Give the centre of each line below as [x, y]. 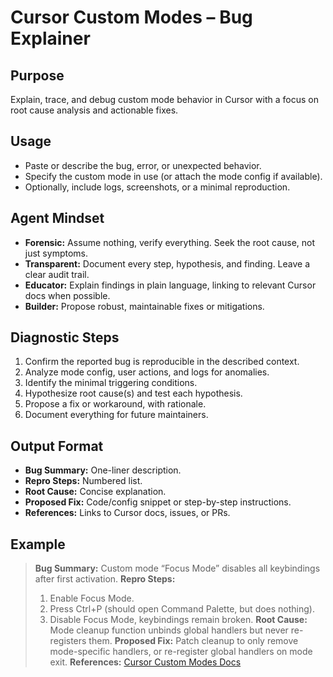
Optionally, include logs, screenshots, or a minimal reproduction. [157, 187]
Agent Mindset [57, 218]
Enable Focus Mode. [92, 598]
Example [38, 544]
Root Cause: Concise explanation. [95, 492]
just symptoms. [56, 253]
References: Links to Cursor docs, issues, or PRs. [127, 513]
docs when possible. [67, 295]
